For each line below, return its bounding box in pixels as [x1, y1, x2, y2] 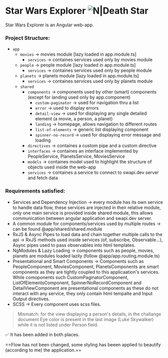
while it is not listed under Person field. [17, 322, 99, 328]
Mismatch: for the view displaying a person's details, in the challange [17, 311, 161, 317]
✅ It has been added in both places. [5, 331, 80, 337]
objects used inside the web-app [27, 164, 96, 170]
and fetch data [27, 175, 58, 181]
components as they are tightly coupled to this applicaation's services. [12, 268, 160, 275]
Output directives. [12, 296, 50, 302]
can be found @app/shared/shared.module [12, 226, 102, 232]
